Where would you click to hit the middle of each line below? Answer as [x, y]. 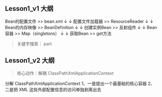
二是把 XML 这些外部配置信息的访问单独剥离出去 [53, 89]
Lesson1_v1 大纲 [29, 9]
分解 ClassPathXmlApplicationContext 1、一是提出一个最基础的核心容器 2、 [80, 83]
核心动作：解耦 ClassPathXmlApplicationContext [65, 73]
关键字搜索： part [34, 44]
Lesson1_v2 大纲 [30, 60]
